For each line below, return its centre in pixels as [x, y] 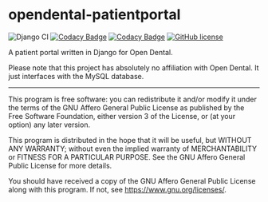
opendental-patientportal [95, 15]
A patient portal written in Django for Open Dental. [91, 52]
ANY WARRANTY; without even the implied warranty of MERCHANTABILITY [133, 149]
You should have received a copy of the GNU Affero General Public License [132, 180]
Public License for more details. [60, 165]
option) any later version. [49, 125]
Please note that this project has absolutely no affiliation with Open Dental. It [134, 67]
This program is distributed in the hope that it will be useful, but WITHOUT [130, 140]
